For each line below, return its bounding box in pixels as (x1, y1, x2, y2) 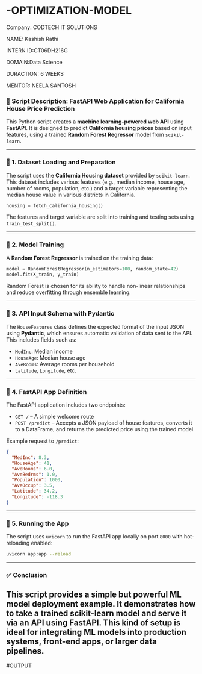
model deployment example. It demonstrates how (6, 599, 196, 609)
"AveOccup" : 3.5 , (11, 482, 55, 488)
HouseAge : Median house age (14, 354, 86, 361)
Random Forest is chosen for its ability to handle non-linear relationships (6, 282, 186, 290)
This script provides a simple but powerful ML (6, 590, 182, 600)
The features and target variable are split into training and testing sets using (6, 213, 194, 220)
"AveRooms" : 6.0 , (11, 466, 55, 472)
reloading (6, 540, 30, 547)
